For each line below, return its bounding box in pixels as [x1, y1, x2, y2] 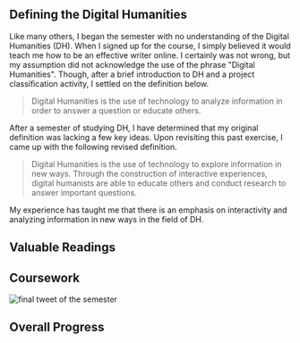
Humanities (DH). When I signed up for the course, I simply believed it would [9, 40, 291, 51]
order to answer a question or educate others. [30, 105, 201, 115]
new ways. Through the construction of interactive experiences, [30, 168, 268, 179]
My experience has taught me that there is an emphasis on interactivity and [9, 205, 288, 215]
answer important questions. [30, 187, 137, 197]
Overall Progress [9, 320, 105, 335]
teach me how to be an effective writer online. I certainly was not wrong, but [9, 49, 291, 61]
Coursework [9, 270, 81, 285]
